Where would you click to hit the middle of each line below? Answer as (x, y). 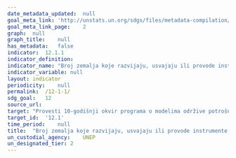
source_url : (25, 105)
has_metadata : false (40, 46)
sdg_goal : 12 (29, 99)
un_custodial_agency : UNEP (52, 137)
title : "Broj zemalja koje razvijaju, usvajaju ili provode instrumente (118, 131)
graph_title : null (39, 40)
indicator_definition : (40, 59)
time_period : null (39, 124)
